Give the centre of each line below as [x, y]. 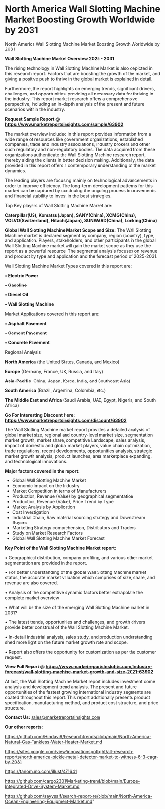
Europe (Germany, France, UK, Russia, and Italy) [54, 371]
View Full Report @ [25, 666]
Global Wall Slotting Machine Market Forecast [58, 538]
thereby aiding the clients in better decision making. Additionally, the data [80, 160]
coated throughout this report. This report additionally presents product [78, 697]
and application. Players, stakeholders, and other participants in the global [81, 240]
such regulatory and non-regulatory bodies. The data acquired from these [80, 149]
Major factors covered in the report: [42, 471]
